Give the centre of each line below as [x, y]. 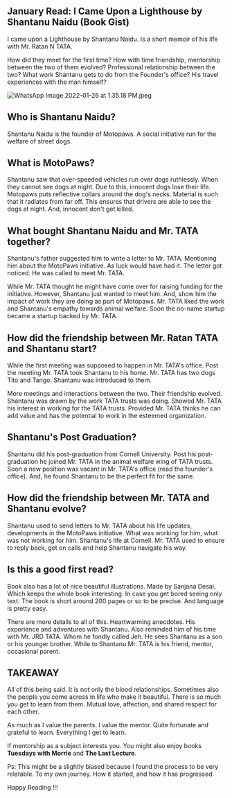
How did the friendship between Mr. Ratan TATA [113, 338]
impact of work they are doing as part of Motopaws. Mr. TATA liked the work [116, 302]
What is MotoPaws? [51, 163]
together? [29, 242]
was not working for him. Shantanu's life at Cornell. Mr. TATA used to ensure [116, 540]
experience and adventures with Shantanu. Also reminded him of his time [112, 629]
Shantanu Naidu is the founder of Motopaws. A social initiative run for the [112, 134]
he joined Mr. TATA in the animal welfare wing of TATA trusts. [126, 461]
